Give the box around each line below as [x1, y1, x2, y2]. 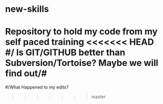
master [91, 94, 106, 100]
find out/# [5, 68, 47, 79]
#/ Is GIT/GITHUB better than [5, 47, 125, 58]
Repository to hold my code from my [5, 26, 158, 37]
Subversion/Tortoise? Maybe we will [5, 58, 159, 69]
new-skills [5, 3, 49, 15]
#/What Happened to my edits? [5, 84, 69, 90]
